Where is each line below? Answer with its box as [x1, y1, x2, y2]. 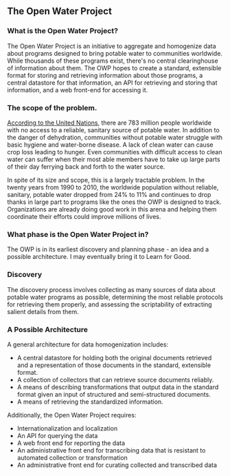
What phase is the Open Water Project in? [7, 229, 149, 239]
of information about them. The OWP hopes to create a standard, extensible [7, 63, 222, 72]
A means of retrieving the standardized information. [16, 397, 163, 406]
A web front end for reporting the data [16, 439, 126, 447]
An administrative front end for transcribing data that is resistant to [16, 446, 206, 454]
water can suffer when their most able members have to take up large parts [7, 155, 221, 163]
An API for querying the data [16, 431, 98, 439]
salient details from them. [7, 307, 79, 315]
